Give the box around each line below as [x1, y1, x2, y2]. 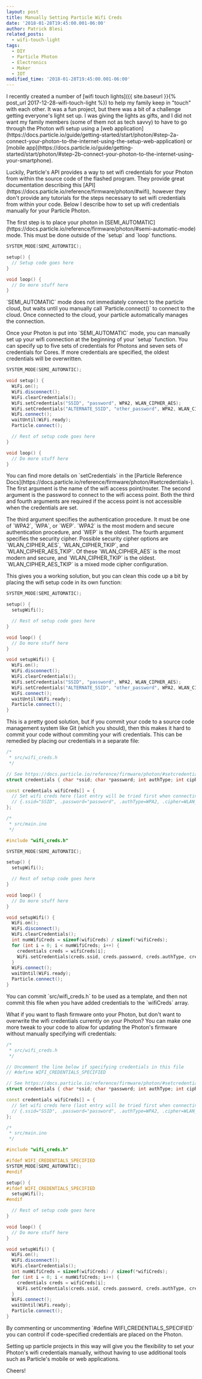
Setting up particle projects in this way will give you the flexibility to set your [6, 1342, 194, 1349]
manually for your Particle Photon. [6, 207, 91, 214]
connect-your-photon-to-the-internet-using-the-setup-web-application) [6, 138, 186, 145]
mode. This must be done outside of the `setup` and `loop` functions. [6, 232, 177, 239]
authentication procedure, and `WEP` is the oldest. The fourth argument [6, 529, 184, 536]
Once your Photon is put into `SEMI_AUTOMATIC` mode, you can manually [6, 330, 191, 337]
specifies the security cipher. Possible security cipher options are [6, 535, 168, 542]
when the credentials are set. [6, 504, 78, 511]
